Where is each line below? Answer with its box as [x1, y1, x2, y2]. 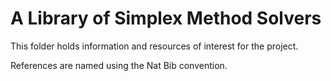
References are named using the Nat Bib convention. [10, 59, 228, 71]
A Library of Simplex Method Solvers [10, 7, 322, 30]
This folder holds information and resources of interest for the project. [10, 40, 299, 52]
